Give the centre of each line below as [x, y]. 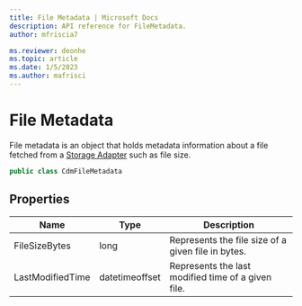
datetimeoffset [130, 277]
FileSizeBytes [43, 246]
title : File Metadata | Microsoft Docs [84, 18]
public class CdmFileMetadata [66, 171]
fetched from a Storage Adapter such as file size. [100, 155]
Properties [40, 199]
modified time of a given [221, 277]
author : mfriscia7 [44, 34]
